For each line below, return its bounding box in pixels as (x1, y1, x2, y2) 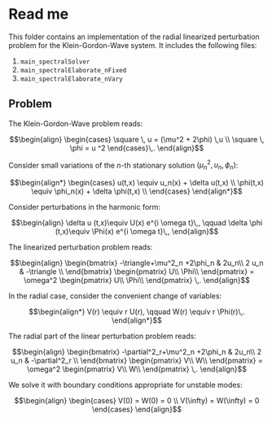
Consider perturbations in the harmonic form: (8, 202, 161, 212)
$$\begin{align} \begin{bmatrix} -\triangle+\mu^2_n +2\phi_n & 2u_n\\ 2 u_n (10, 258, 264, 268)
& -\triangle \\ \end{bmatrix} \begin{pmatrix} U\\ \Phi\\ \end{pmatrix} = (19, 267, 255, 276)
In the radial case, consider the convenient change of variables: (8, 291, 222, 301)
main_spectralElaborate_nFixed (20, 66, 127, 74)
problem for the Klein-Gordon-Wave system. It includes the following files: (8, 40, 257, 50)
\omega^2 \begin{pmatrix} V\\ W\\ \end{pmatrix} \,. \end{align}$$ (27, 364, 247, 374)
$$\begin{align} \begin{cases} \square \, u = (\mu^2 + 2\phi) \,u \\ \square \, (9, 134, 265, 144)
